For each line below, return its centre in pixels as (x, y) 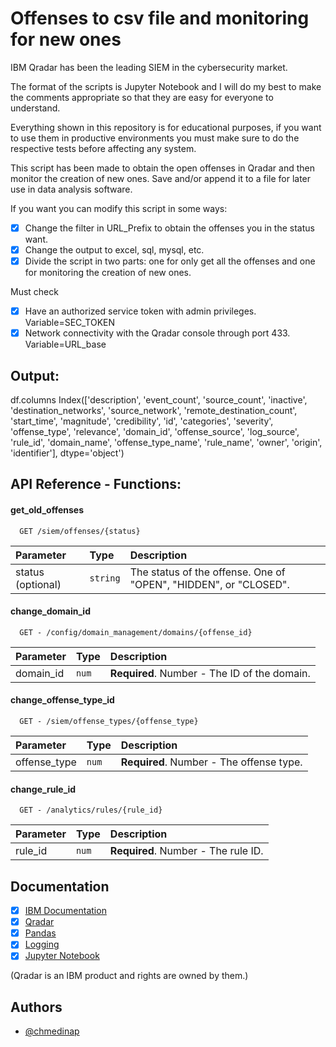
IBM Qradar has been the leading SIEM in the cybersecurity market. (149, 67)
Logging (42, 944)
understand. (35, 108)
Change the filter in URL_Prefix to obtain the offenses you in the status (169, 228)
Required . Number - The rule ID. (186, 851)
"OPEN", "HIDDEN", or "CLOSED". (209, 584)
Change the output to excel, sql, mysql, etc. (114, 250)
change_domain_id (50, 611)
